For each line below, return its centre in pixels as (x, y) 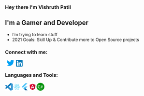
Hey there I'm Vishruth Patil (38, 7)
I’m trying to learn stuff (35, 34)
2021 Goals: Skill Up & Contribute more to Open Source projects (75, 40)
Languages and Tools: (31, 75)
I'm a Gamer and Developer (47, 23)
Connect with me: (26, 52)
